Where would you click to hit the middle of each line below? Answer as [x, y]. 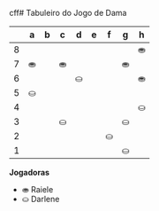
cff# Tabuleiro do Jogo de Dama [68, 13]
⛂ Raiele [38, 189]
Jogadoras [30, 172]
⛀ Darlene [41, 199]
